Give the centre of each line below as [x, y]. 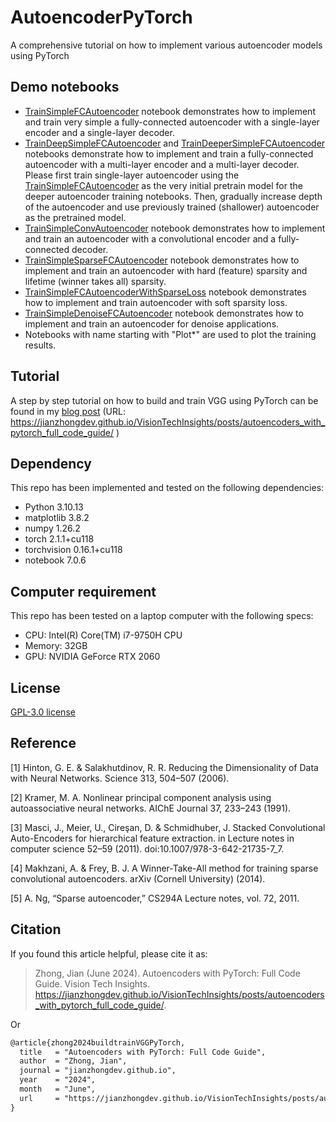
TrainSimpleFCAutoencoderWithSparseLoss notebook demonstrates [165, 292]
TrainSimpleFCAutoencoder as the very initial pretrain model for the [163, 185]
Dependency [51, 463]
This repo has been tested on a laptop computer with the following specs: [162, 616]
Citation [36, 929]
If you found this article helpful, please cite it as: [109, 953]
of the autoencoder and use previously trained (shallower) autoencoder [172, 207]
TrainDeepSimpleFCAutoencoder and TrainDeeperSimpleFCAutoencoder [175, 143]
